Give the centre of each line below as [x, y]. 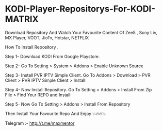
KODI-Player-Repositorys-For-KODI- [80, 9]
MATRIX [22, 19]
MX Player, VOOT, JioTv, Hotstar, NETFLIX [47, 38]
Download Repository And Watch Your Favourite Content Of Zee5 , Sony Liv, [81, 32]
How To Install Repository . [32, 47]
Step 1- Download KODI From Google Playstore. [52, 56]
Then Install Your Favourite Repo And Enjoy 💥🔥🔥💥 [56, 113]
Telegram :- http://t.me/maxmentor [40, 123]
